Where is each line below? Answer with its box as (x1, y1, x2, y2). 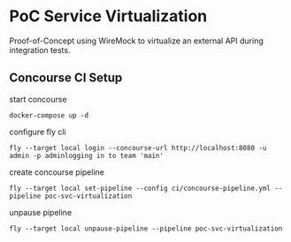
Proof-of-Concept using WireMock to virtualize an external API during (9, 35, 264, 46)
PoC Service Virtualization (9, 6, 208, 26)
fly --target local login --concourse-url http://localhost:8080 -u (9, 143, 267, 152)
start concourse (9, 94, 68, 104)
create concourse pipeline (9, 166, 104, 178)
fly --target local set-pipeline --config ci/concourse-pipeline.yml (9, 184, 272, 193)
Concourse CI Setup (9, 71, 123, 86)
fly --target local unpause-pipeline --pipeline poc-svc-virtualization (9, 223, 283, 233)
